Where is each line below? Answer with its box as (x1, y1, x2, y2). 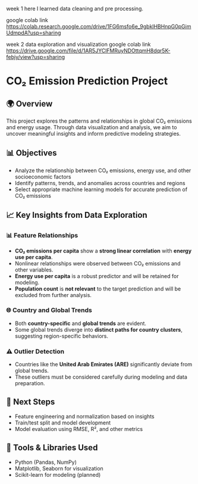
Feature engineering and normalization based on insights (14, 413, 155, 420)
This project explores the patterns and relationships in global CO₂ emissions (6, 117, 192, 124)
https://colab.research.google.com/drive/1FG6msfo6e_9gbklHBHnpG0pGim (6, 23, 191, 30)
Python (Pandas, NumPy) (14, 458, 77, 466)
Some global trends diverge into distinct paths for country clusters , (14, 326, 183, 333)
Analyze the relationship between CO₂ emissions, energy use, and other (14, 167, 191, 174)
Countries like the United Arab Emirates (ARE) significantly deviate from (14, 361, 193, 368)
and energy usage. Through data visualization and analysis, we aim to (6, 124, 177, 130)
